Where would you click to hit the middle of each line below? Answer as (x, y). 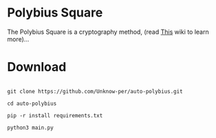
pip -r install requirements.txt (55, 115)
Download (37, 67)
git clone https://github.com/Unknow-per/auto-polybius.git (95, 91)
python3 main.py (30, 128)
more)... (18, 39)
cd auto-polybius (32, 103)
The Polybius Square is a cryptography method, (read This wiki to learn (108, 32)
